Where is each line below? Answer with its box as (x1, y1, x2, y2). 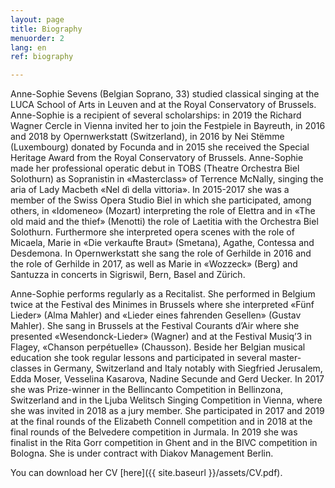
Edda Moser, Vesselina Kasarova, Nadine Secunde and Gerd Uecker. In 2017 (10, 373, 325, 385)
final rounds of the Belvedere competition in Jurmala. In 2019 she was (10, 426, 298, 438)
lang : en (10, 42, 47, 53)
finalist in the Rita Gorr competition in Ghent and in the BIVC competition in (10, 437, 318, 449)
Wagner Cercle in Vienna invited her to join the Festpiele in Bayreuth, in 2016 (10, 120, 326, 132)
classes (10, 362, 42, 375)
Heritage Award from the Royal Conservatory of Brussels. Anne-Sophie (10, 152, 304, 164)
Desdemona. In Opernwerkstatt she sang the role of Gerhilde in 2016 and (10, 247, 312, 260)
